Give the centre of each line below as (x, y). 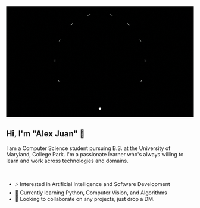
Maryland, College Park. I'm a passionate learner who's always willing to (95, 154)
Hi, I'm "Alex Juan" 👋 (46, 134)
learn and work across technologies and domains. (68, 161)
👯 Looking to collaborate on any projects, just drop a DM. (85, 199)
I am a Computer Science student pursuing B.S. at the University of (88, 148)
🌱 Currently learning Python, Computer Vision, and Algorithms (91, 193)
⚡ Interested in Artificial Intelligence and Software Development (93, 184)
